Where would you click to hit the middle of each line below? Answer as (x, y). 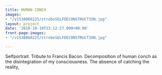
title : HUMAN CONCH (26, 10)
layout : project (22, 24)
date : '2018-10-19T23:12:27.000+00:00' (47, 28)
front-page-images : (26, 33)
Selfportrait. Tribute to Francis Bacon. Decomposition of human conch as (81, 56)
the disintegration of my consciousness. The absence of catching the (77, 61)
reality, (12, 67)
